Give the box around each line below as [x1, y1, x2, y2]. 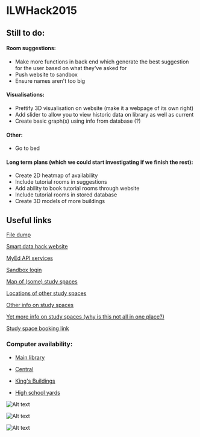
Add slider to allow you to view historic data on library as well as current [14, 111, 194, 118]
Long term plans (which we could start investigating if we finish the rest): [6, 158, 193, 166]
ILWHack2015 [6, 4, 77, 18]
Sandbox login [6, 267, 42, 274]
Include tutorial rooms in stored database [14, 191, 117, 198]
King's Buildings [14, 377, 55, 384]
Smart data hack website [6, 243, 68, 250]
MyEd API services [6, 254, 53, 262]
